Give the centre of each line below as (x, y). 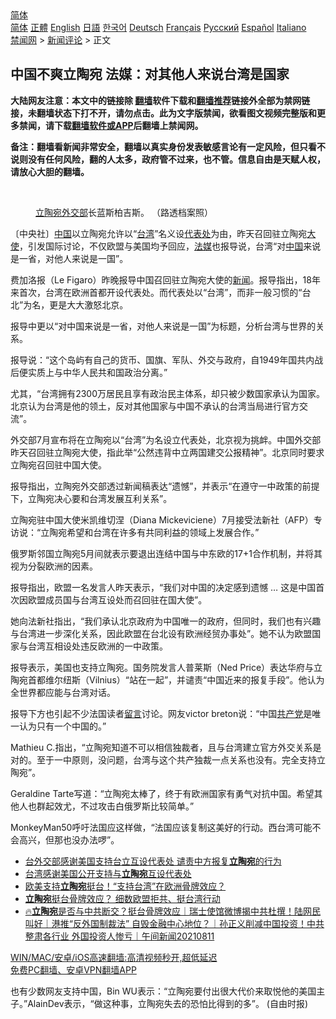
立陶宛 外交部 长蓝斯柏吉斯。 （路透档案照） (124, 212)
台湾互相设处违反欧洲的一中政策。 (97, 646)
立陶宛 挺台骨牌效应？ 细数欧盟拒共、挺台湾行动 (122, 898)
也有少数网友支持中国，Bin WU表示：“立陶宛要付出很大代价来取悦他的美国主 (168, 991)
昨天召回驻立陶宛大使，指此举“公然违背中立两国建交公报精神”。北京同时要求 (167, 452)
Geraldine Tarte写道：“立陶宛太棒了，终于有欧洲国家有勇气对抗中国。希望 (162, 793)
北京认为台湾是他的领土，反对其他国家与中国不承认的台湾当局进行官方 (155, 406)
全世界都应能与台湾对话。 (63, 692)
